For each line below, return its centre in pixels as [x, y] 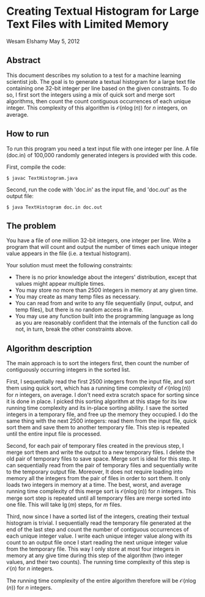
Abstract [24, 60]
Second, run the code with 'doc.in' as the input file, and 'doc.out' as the [97, 189]
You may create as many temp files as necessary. [78, 297]
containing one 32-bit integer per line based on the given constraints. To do [102, 88]
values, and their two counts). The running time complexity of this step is [98, 562]
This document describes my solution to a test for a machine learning [94, 75]
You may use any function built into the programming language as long [104, 316]
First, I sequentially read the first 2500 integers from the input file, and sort [100, 382]
